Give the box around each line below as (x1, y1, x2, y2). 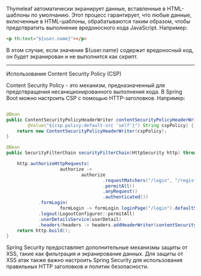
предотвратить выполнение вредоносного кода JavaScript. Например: (6, 24, 188, 31)
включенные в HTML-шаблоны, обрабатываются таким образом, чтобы (6, 18, 190, 25)
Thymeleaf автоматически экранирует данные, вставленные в (6, 5, 166, 12)
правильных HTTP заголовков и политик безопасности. (6, 263, 149, 270)
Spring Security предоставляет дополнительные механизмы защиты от (6, 244, 188, 251)
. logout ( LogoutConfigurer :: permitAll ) (38, 211, 135, 217)
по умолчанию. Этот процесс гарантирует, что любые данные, (31, 11, 192, 19)
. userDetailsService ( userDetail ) (38, 216, 121, 222)
